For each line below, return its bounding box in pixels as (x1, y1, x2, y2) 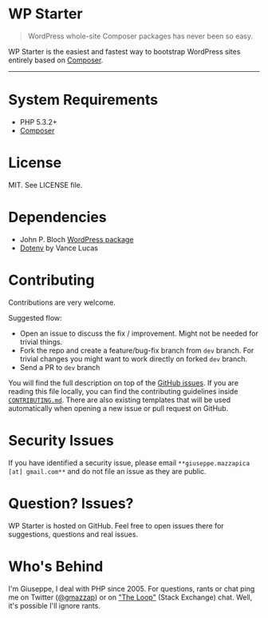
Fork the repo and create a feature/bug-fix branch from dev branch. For (19, 345, 254, 355)
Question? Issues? (8, 494, 134, 512)
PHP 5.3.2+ (19, 117, 57, 126)
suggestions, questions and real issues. (8, 529, 138, 539)
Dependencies (8, 209, 107, 226)
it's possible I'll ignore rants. (8, 600, 101, 610)
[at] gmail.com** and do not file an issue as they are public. (8, 466, 207, 476)
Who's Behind (8, 557, 104, 576)
